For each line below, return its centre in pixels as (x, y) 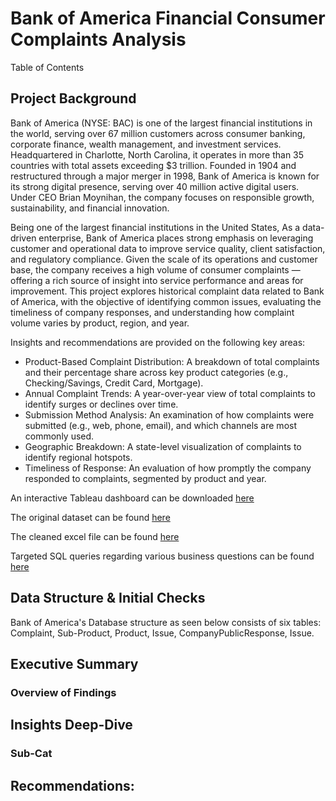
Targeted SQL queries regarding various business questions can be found (162, 556)
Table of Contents (47, 67)
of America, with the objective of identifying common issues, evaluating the (166, 301)
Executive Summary (74, 663)
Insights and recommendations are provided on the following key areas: (158, 342)
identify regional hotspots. (78, 457)
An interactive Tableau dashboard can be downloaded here (132, 498)
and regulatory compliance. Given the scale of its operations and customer (164, 259)
